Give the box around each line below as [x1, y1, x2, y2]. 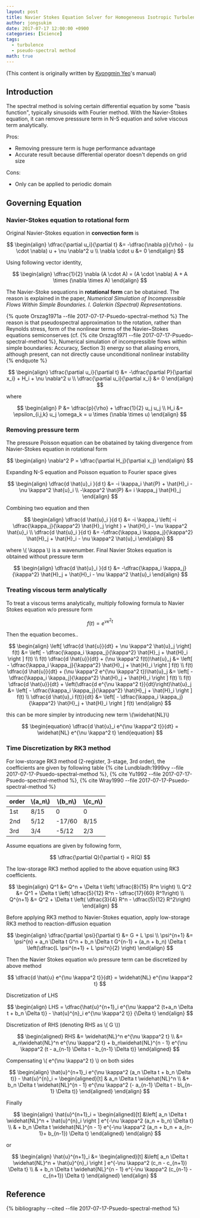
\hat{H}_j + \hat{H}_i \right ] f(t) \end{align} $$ [57, 700, 171, 707]
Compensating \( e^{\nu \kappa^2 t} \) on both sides [6, 1057, 134, 1064]
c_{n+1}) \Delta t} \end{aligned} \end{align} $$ [43, 1171, 157, 1179]
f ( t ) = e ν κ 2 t [87, 617, 113, 627]
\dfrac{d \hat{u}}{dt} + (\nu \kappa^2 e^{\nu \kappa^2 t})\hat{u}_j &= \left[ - [7, 668, 193, 675]
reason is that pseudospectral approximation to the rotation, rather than [6, 319, 182, 326]
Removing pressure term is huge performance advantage [14, 144, 156, 152]
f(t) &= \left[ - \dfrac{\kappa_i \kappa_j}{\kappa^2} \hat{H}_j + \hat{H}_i [12, 649, 188, 656]
